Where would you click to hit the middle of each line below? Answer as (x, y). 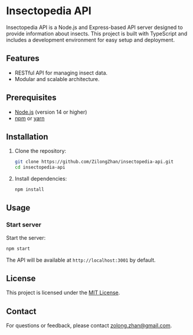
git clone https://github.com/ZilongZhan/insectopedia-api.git (94, 162)
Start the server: (26, 237)
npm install (29, 190)
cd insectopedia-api (40, 167)
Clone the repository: (40, 151)
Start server (24, 225)
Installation (27, 136)
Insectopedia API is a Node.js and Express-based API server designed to (94, 27)
